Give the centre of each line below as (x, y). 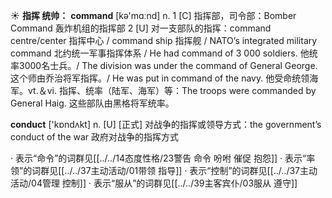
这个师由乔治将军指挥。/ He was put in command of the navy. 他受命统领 (160, 78)
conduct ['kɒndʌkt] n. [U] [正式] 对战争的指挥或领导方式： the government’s (166, 124)
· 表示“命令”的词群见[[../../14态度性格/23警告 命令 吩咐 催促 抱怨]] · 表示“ (158, 158)
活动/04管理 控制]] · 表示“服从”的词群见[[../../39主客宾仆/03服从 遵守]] (154, 183)
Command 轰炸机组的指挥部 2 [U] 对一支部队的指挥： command (141, 28)
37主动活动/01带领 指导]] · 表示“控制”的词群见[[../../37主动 (199, 170)
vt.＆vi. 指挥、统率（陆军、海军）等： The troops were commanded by (172, 90)
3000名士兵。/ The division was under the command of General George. (168, 65)
